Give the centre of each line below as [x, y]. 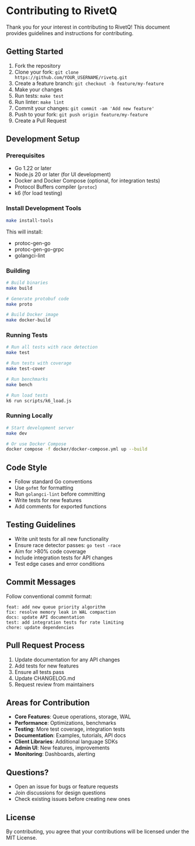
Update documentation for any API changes [67, 659]
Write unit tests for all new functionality [62, 539]
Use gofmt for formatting [44, 488]
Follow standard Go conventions [53, 482]
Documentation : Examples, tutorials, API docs [70, 735]
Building [18, 270]
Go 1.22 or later [33, 168]
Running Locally [29, 415]
